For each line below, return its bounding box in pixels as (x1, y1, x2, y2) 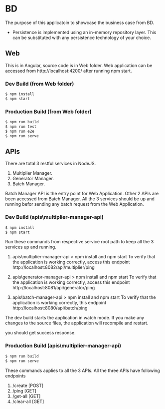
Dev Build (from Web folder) (5, 80, 74, 87)
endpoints (5, 372, 26, 378)
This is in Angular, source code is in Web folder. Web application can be (5, 62, 153, 68)
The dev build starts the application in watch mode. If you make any (5, 315, 145, 321)
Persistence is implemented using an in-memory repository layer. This (12, 29, 157, 35)
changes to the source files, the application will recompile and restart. (5, 320, 149, 326)
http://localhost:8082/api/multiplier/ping (12, 264, 95, 270)
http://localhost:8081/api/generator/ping (12, 285, 95, 291)
